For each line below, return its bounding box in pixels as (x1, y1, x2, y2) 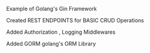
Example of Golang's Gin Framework (6, 5, 98, 12)
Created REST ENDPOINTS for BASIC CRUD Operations (6, 17, 145, 23)
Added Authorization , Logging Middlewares (6, 28, 116, 36)
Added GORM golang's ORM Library (6, 40, 96, 47)
